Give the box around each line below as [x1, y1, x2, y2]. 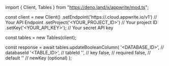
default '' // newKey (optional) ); [5, 55, 72, 61]
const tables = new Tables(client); [5, 35, 76, 40]
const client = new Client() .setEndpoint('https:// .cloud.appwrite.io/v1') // [5, 14, 157, 20]
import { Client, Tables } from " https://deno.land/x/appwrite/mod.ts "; [5, 5, 149, 10]
